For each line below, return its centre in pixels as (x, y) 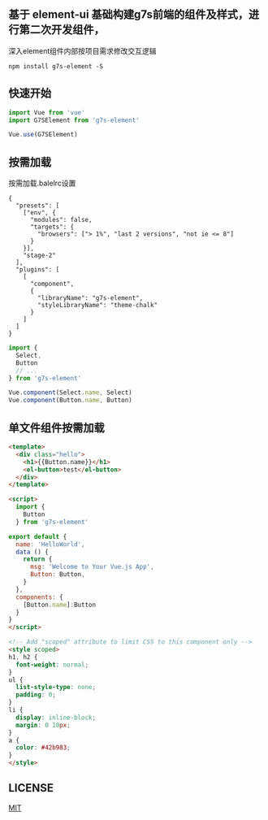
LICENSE (31, 788)
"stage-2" (40, 256)
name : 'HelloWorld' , (50, 544)
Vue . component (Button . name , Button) (70, 401)
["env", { (40, 213)
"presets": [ (38, 206)
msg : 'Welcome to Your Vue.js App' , (92, 567)
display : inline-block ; (56, 718)
